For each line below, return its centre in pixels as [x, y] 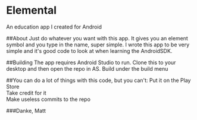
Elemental [32, 10]
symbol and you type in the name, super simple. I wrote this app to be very [98, 45]
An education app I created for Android [54, 27]
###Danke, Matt [26, 110]
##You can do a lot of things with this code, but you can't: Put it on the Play [98, 80]
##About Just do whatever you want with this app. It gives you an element [97, 38]
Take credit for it [26, 93]
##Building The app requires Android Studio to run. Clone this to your [91, 62]
